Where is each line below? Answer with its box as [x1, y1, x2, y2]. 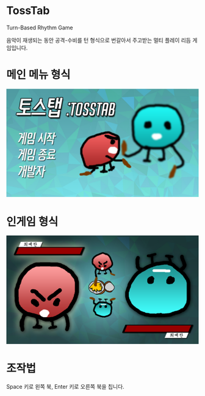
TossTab [6, 4, 50, 18]
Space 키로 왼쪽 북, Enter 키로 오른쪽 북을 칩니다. [6, 383, 125, 390]
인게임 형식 [6, 215, 59, 229]
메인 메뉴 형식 [6, 68, 71, 82]
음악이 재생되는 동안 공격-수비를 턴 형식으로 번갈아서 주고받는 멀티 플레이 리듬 [6, 36, 191, 43]
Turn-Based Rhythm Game [6, 24, 73, 31]
